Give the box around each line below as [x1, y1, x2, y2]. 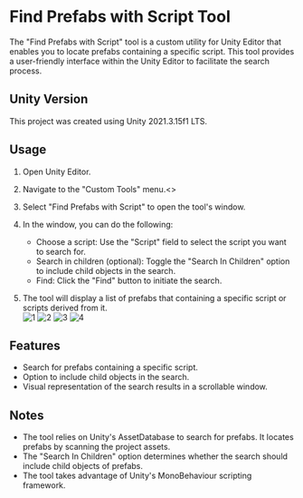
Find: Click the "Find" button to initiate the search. [35, 275, 223, 286]
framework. [22, 480, 66, 491]
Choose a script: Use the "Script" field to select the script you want [35, 236, 287, 247]
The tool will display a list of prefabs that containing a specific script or [22, 292, 287, 303]
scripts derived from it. [22, 302, 108, 313]
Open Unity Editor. [22, 166, 91, 177]
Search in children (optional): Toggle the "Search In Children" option [35, 256, 290, 267]
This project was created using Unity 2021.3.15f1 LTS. [9, 115, 208, 126]
